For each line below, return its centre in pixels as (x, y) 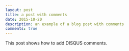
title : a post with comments (36, 15)
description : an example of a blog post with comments (65, 24)
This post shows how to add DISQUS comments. (56, 43)
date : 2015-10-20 (24, 19)
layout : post (19, 10)
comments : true (21, 29)
